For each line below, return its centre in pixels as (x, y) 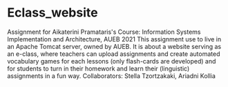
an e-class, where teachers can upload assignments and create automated (114, 54)
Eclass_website (53, 13)
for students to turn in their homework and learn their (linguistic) (98, 68)
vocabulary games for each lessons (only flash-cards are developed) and (112, 61)
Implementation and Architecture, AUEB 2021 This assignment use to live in (114, 39)
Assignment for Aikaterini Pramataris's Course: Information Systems (104, 32)
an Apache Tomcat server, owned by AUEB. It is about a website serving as (114, 46)
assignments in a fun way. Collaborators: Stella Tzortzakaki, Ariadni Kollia (112, 76)
